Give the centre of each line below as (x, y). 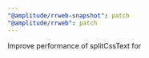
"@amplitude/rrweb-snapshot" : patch (68, 15)
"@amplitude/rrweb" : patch (52, 23)
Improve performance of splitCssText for (74, 45)
